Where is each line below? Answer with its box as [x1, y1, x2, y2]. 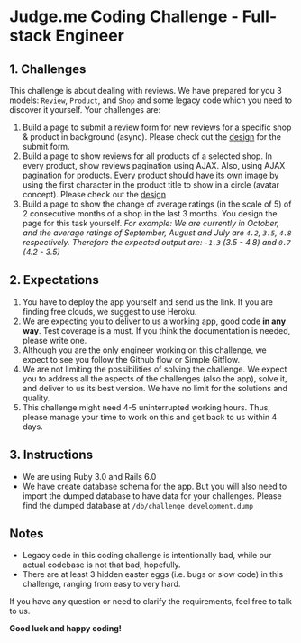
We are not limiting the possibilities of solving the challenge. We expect [22, 363, 287, 374]
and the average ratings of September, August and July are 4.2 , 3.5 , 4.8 [22, 227, 292, 238]
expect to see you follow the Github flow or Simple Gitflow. [22, 354, 241, 364]
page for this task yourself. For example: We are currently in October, [22, 218, 279, 228]
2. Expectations [9, 272, 99, 288]
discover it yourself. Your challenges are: [9, 105, 161, 115]
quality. [22, 392, 50, 403]
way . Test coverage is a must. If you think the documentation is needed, [22, 325, 291, 335]
